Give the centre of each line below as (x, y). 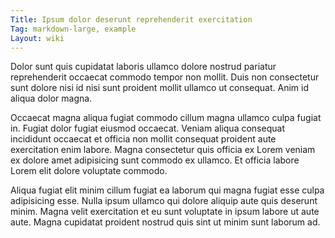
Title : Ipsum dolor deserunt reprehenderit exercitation (131, 19)
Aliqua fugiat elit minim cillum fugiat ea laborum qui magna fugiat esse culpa (167, 190)
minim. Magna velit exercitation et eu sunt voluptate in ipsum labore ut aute (165, 212)
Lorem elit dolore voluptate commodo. (89, 171)
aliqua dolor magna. (51, 98)
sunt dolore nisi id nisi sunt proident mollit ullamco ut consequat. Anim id (160, 88)
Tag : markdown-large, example (73, 29)
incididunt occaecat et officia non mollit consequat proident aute (143, 139)
